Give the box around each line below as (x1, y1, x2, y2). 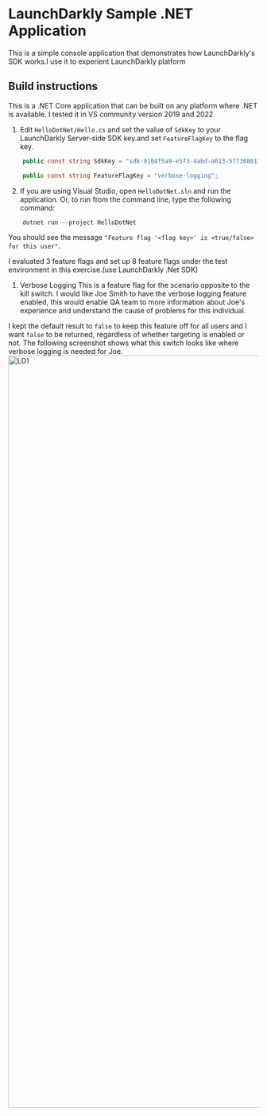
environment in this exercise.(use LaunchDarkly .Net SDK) (8, 265, 199, 274)
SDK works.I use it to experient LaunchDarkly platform (8, 57, 186, 66)
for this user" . (8, 241, 61, 250)
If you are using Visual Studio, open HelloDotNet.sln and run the (19, 186, 231, 195)
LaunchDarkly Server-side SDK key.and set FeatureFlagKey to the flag (19, 133, 249, 143)
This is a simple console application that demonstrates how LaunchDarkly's (8, 48, 256, 57)
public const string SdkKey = (22, 157, 123, 165)
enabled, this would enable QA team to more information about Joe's (19, 297, 246, 307)
